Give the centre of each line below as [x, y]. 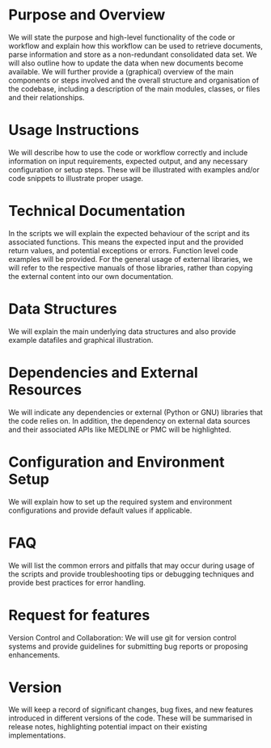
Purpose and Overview [87, 15]
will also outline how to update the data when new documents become [126, 63]
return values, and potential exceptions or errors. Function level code [123, 250]
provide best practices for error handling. [77, 582]
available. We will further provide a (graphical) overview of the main [121, 71]
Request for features [79, 615]
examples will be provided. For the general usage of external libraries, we [131, 259]
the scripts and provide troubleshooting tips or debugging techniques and [131, 574]
